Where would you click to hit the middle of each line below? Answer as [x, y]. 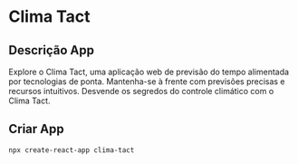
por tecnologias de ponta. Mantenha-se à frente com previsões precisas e [147, 82]
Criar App [36, 129]
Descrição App [51, 50]
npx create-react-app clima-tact [72, 150]
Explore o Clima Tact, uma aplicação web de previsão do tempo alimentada [149, 72]
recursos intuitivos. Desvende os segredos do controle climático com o [141, 91]
